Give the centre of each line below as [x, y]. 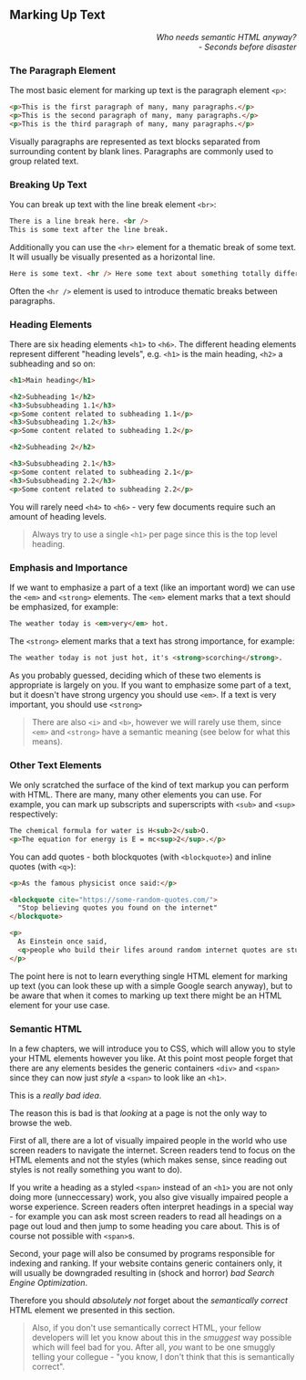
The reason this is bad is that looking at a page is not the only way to [138, 1112]
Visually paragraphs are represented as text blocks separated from [135, 142]
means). [47, 741]
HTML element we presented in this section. [92, 1310]
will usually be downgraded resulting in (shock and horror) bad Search [142, 1272]
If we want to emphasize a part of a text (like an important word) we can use [153, 587]
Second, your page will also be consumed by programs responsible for [143, 1253]
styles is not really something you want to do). [96, 1169]
